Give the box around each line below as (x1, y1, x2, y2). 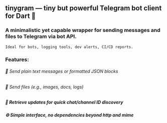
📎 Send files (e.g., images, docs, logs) (5, 83, 84, 89)
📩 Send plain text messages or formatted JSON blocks (5, 68, 118, 74)
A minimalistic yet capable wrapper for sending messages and (5, 27, 160, 34)
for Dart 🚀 (5, 12, 36, 20)
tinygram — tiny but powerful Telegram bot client (5, 4, 162, 12)
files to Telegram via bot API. (5, 33, 77, 40)
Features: (5, 56, 29, 63)
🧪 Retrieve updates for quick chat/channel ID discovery (5, 99, 123, 105)
